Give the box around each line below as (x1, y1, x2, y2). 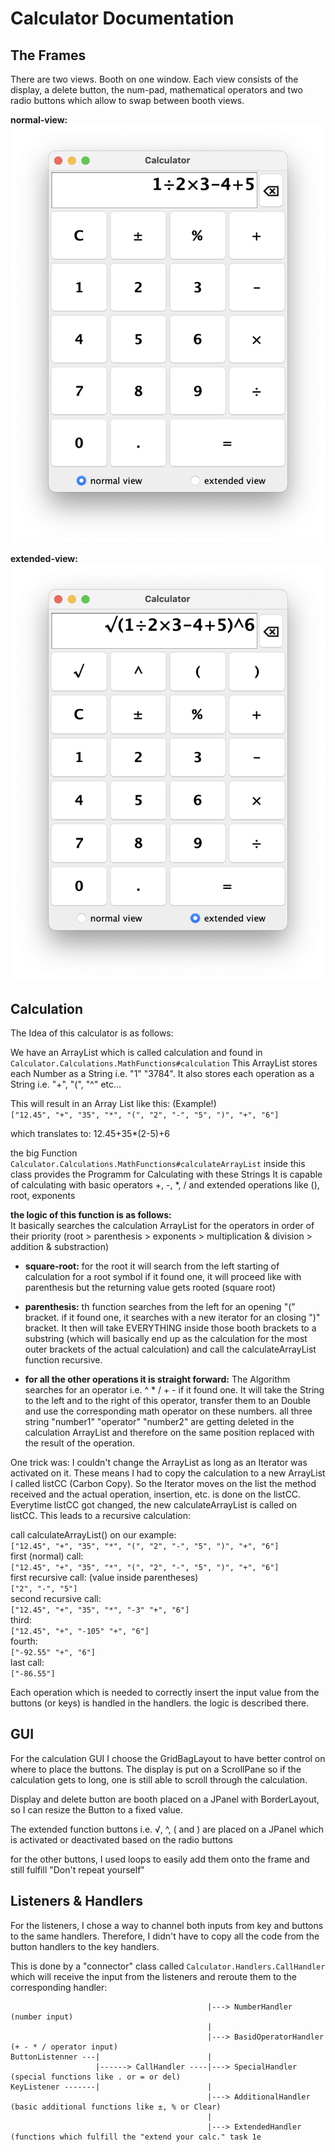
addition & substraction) (10, 1241, 110, 1253)
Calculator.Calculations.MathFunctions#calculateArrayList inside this (10, 1158, 306, 1170)
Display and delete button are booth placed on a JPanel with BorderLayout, (10, 1793, 320, 1805)
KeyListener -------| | (10, 2082, 213, 2092)
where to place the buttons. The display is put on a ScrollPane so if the (10, 1763, 302, 1775)
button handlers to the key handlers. (10, 1940, 160, 1952)
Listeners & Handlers (10, 1893, 143, 1910)
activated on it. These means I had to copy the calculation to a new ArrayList (10, 1467, 326, 1479)
